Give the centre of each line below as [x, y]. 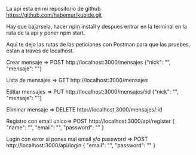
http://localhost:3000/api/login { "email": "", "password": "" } [81, 145]
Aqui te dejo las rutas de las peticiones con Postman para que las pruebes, [98, 44]
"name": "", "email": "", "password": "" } [55, 127]
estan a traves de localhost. [40, 51]
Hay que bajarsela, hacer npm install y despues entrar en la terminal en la [97, 27]
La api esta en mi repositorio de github [53, 9]
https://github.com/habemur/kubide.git [54, 15]
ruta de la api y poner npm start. [46, 33]
